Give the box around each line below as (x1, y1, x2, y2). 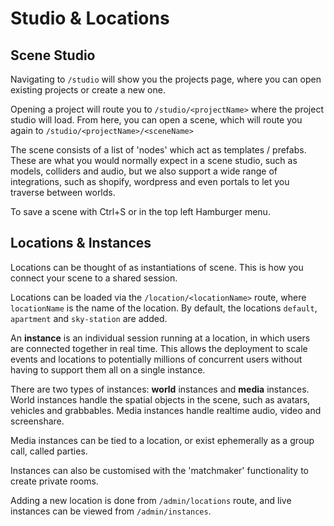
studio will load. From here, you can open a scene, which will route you (10, 114, 303, 126)
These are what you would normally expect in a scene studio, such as (10, 155, 298, 166)
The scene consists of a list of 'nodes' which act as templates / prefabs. (10, 144, 307, 156)
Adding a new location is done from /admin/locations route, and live (10, 494, 292, 506)
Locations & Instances (10, 235, 152, 252)
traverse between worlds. (10, 187, 116, 198)
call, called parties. (10, 445, 88, 457)
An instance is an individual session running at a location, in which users (10, 332, 311, 344)
